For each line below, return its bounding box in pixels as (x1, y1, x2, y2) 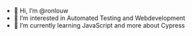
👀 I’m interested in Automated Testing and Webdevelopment (13, 14, 186, 22)
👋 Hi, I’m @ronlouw (13, 7, 69, 15)
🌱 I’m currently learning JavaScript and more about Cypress (13, 21, 185, 29)
